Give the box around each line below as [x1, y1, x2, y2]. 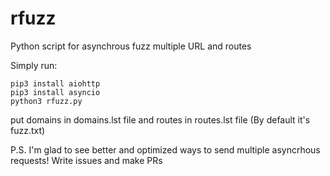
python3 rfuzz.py [10, 96, 83, 106]
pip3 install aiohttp [10, 78, 101, 89]
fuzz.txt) [10, 124, 46, 136]
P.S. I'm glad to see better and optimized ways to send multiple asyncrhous [10, 143, 321, 156]
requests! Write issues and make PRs [10, 154, 163, 166]
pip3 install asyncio [10, 87, 101, 97]
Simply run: [10, 59, 58, 71]
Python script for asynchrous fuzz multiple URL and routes [10, 40, 252, 52]
